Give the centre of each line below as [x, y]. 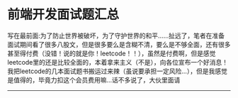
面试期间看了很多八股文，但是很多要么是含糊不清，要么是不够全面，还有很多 [119, 44]
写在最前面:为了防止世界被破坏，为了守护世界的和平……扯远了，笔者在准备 [116, 36]
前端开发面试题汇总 [63, 15]
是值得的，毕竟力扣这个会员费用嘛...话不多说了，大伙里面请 [94, 80]
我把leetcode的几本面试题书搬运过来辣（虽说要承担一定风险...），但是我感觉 [118, 71]
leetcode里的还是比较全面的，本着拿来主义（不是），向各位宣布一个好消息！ [118, 62]
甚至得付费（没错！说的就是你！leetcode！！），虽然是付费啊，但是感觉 [112, 53]
